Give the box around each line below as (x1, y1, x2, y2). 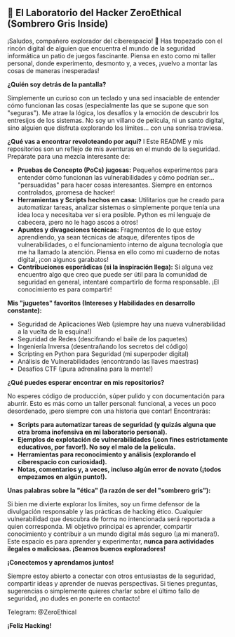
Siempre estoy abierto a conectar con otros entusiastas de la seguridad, (7, 572, 216, 580)
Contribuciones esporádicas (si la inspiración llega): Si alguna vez (17, 263, 214, 271)
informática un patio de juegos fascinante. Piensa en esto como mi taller (7, 51, 216, 60)
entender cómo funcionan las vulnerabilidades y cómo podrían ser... (17, 173, 215, 181)
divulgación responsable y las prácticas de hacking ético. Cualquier (7, 507, 203, 515)
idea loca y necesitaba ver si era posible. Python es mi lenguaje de (17, 210, 210, 218)
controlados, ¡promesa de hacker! (17, 188, 116, 197)
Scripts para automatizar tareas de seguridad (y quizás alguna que (17, 420, 216, 428)
